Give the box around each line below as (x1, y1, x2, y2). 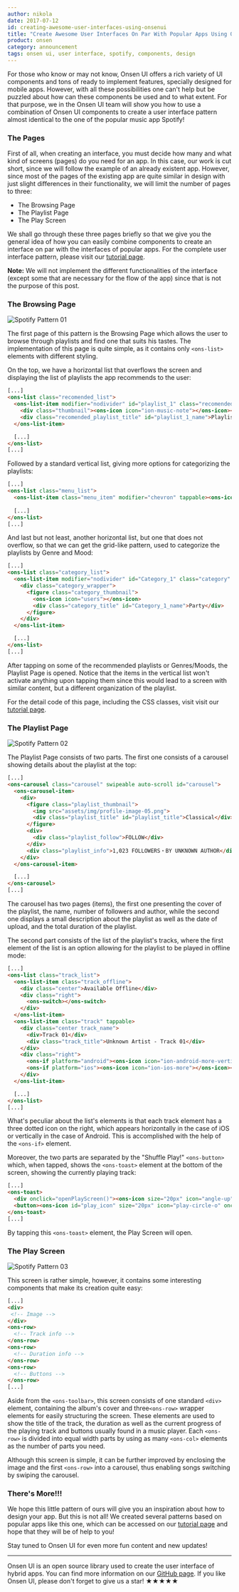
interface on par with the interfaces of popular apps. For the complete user (7, 245, 227, 254)
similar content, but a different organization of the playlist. (7, 684, 177, 692)
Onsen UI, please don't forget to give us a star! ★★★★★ (7, 1577, 179, 1586)
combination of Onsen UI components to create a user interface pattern (7, 108, 218, 116)
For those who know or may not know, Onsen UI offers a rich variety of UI (7, 69, 223, 78)
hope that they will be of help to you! (7, 1527, 115, 1536)
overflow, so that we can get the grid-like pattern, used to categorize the (7, 541, 221, 550)
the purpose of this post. (7, 282, 80, 290)
